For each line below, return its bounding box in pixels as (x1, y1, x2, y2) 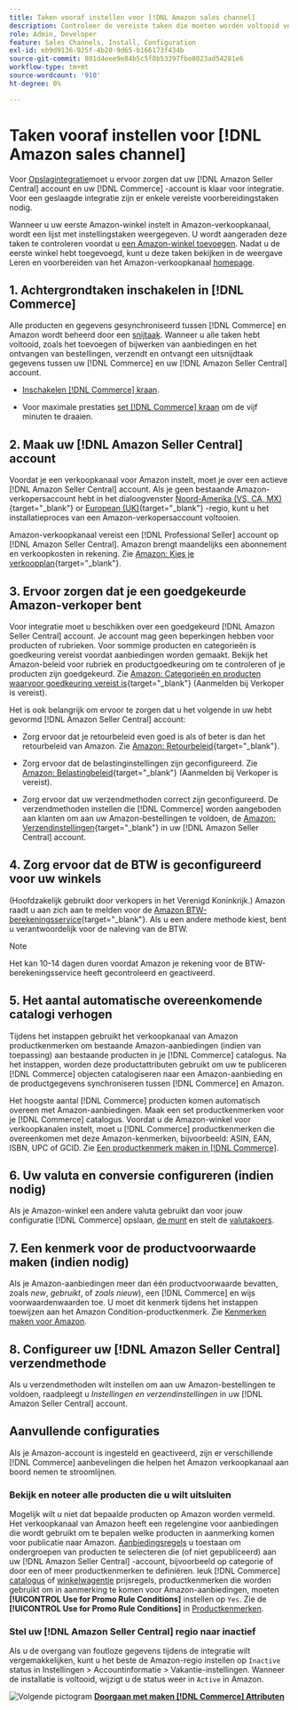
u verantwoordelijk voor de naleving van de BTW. (9, 923, 188, 934)
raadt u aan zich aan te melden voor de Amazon (9, 904, 184, 915)
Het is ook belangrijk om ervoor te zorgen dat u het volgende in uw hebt (9, 704, 272, 715)
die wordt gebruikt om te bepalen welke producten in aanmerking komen (9, 1528, 275, 1538)
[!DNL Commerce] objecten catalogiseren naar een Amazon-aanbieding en (9, 1068, 284, 1079)
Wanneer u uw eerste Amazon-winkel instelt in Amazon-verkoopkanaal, (9, 219, 271, 229)
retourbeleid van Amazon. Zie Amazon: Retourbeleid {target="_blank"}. (21, 741, 280, 751)
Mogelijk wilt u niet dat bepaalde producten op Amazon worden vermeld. (9, 1509, 276, 1520)
